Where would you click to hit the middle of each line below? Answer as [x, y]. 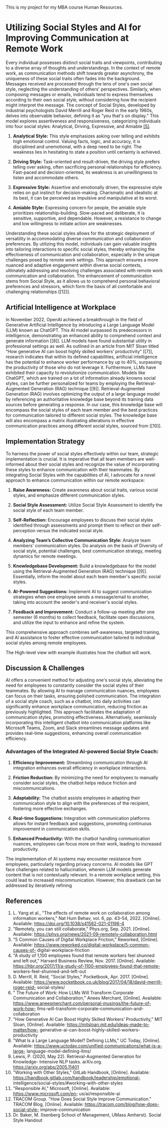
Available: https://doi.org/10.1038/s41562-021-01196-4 [69, 924]
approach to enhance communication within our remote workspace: [75, 480]
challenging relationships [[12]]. [38, 292]
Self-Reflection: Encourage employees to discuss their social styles [83, 520]
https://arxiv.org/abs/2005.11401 [46, 1067]
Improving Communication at [67, 38]
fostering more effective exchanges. [50, 808]
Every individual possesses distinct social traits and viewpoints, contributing [84, 63]
